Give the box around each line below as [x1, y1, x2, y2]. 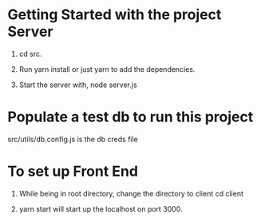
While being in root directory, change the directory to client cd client [18, 188, 244, 198]
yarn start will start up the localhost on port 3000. [18, 204, 183, 213]
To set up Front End [7, 162, 139, 180]
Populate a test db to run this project [7, 108, 254, 126]
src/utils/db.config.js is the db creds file [7, 134, 139, 144]
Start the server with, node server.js [18, 80, 137, 89]
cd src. [18, 49, 42, 58]
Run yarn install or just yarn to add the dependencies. [18, 64, 196, 73]
